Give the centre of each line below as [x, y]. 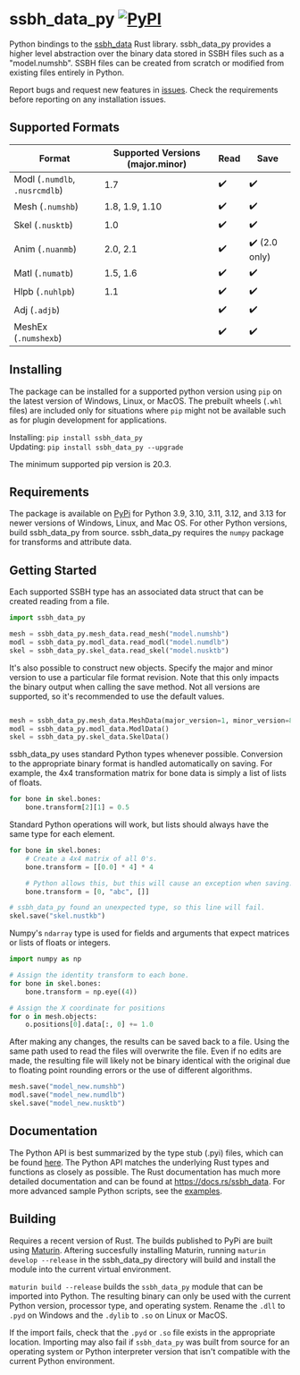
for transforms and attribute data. [71, 542]
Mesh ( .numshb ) [46, 207]
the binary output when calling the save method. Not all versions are [135, 687]
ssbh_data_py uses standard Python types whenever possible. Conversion [146, 754]
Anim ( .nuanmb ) [46, 249]
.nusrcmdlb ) [39, 190]
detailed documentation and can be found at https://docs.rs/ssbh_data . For [147, 1181]
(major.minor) [157, 164]
